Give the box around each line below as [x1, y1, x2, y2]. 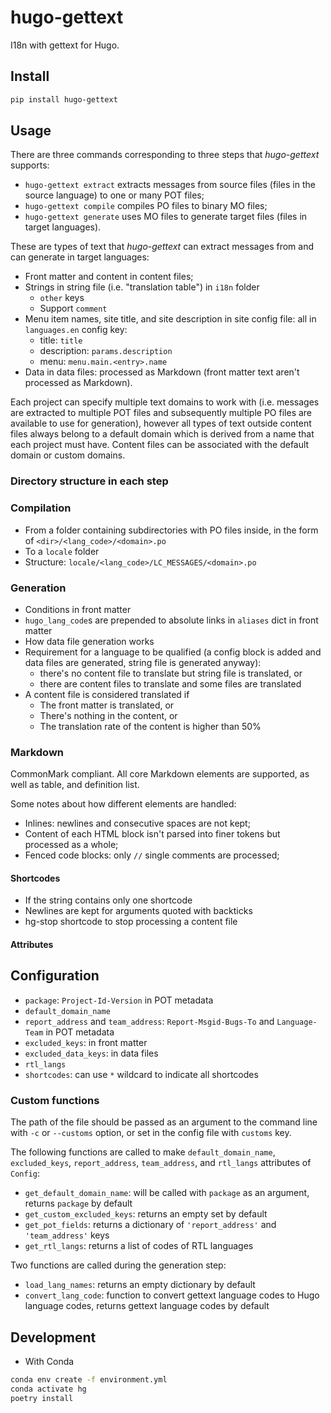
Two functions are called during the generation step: [10, 1259, 227, 1271]
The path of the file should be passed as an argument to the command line [10, 1116, 318, 1128]
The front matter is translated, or [39, 699, 175, 711]
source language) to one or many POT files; [24, 189, 205, 201]
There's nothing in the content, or [39, 709, 178, 721]
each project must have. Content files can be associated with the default [10, 439, 310, 451]
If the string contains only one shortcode [24, 894, 193, 906]
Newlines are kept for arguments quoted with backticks [24, 905, 253, 917]
